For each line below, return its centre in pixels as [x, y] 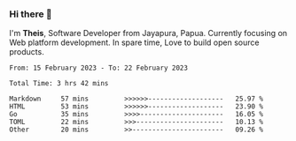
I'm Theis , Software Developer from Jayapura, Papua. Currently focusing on [148, 33]
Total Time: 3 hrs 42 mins [59, 84]
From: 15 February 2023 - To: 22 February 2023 [99, 68]
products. [27, 52]
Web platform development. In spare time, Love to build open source [134, 42]
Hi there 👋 [31, 14]
